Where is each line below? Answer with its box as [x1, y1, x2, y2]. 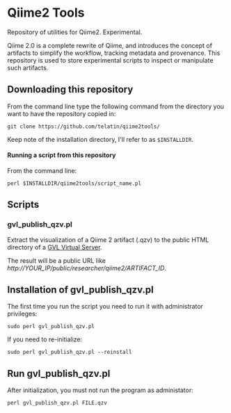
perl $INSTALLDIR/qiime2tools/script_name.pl [7, 179, 141, 187]
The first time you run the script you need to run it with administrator [7, 302, 204, 311]
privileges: [7, 309, 38, 318]
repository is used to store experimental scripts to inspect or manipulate [7, 56, 214, 64]
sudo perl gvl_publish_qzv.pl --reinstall [7, 349, 132, 356]
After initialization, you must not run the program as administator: [7, 386, 193, 394]
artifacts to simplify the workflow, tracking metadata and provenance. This [7, 49, 221, 57]
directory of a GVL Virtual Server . [7, 243, 102, 251]
